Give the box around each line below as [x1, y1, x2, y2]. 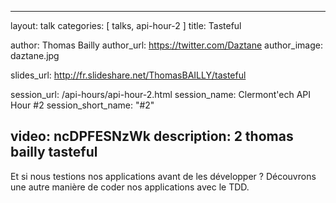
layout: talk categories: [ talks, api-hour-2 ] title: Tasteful [10, 20, 242, 31]
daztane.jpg [10, 50, 60, 61]
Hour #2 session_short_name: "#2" [10, 99, 155, 111]
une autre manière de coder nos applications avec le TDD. [10, 181, 250, 193]
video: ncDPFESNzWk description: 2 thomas [10, 128, 294, 145]
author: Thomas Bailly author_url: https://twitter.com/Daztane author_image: [10, 39, 323, 51]
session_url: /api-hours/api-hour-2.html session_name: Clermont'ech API [10, 89, 312, 100]
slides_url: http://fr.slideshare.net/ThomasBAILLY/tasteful [10, 69, 247, 81]
